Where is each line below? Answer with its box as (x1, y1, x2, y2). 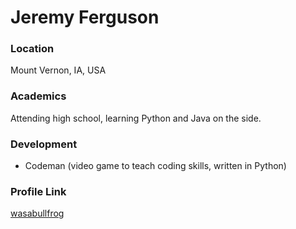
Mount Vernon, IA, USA (10, 64, 107, 76)
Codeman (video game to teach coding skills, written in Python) (24, 160, 287, 172)
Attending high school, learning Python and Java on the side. (10, 112, 262, 124)
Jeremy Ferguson (10, 6, 160, 29)
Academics (10, 89, 67, 103)
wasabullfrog (10, 207, 65, 220)
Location (10, 42, 55, 56)
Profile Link (10, 185, 67, 198)
